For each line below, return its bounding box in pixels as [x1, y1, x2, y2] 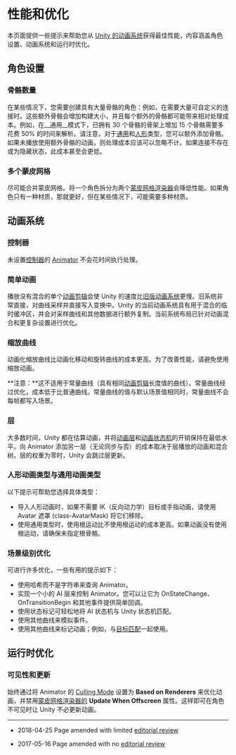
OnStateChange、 [161, 589, 214, 598]
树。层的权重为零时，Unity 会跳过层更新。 [7, 450, 129, 459]
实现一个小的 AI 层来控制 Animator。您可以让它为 [17, 589, 160, 598]
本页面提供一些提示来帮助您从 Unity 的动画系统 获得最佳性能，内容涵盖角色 [7, 31, 223, 39]
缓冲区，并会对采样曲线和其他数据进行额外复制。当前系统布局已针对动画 [13, 309, 223, 318]
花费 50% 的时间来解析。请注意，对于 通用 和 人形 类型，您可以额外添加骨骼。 [7, 129, 228, 137]
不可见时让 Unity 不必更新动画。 [7, 705, 100, 713]
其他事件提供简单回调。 [78, 599, 147, 607]
